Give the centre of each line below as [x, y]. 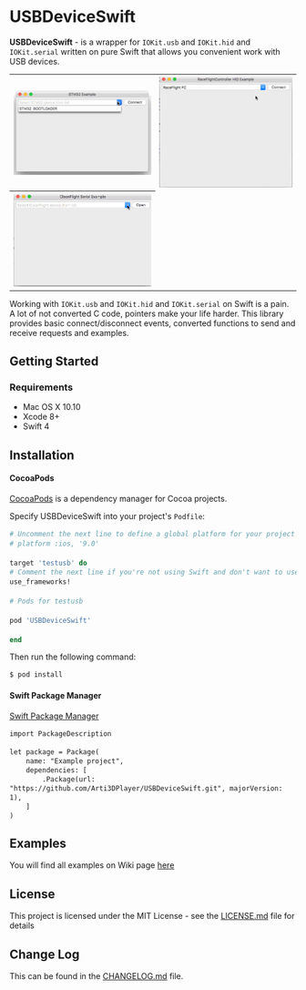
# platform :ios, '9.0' [55, 544]
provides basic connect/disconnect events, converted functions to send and [153, 323]
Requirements [41, 387]
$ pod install [36, 675]
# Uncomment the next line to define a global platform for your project [153, 534]
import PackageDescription [61, 734]
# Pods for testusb [46, 602]
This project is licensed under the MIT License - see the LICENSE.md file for [152, 916]
